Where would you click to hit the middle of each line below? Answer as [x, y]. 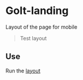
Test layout [33, 38]
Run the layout [23, 71]
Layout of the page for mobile [41, 27]
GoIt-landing [37, 11]
